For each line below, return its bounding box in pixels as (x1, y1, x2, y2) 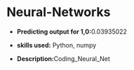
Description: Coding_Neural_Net (16, 54, 110, 63)
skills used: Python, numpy (16, 41, 97, 49)
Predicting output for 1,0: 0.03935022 (16, 27, 128, 36)
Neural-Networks (6, 4, 111, 20)
